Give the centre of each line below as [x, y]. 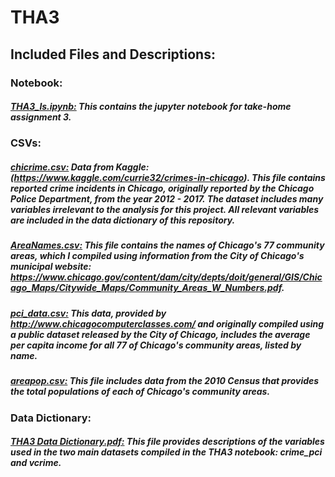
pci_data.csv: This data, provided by [88, 313]
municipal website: [51, 267]
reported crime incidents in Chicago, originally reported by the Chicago [162, 188]
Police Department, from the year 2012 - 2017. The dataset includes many [167, 199]
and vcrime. [36, 463]
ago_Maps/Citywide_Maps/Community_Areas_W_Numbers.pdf [146, 288]
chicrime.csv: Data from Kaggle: [80, 167]
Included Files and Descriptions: [113, 54]
